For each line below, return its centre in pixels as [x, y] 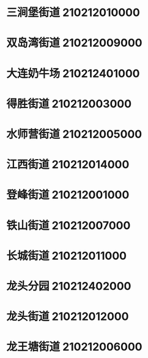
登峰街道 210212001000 [68, 195]
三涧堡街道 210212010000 [73, 13]
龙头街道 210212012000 [68, 317]
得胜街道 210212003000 [69, 103]
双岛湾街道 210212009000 [74, 43]
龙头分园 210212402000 [69, 286]
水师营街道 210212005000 [74, 134]
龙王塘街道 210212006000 [74, 347]
